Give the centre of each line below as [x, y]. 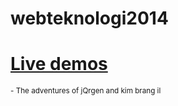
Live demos [59, 64]
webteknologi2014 [89, 18]
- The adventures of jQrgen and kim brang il [86, 91]
